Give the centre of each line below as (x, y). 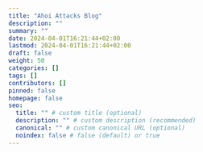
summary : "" (28, 31)
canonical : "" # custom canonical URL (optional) (100, 128)
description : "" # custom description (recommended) (106, 121)
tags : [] (23, 76)
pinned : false (32, 90)
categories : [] (34, 68)
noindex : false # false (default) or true (88, 135)
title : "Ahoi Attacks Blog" (56, 16)
